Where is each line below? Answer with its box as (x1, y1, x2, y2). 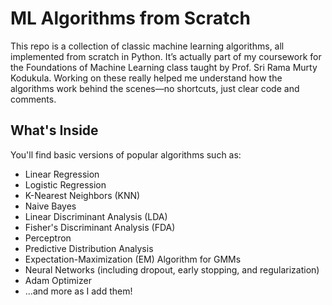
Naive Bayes (24, 200, 77, 212)
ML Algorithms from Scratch (10, 7, 251, 30)
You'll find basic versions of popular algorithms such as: (10, 148, 242, 161)
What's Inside (10, 122, 99, 139)
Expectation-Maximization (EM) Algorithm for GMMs (24, 253, 242, 265)
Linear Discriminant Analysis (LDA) (24, 210, 168, 222)
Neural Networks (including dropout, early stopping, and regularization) (24, 263, 320, 276)
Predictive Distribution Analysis (24, 242, 154, 254)
